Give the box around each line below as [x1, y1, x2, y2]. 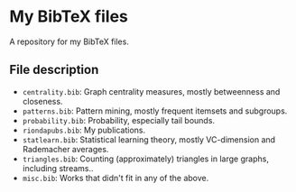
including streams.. [22, 162, 94, 173]
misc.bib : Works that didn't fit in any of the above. [22, 172, 209, 183]
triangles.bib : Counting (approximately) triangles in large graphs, [22, 153, 269, 164]
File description [9, 62, 99, 78]
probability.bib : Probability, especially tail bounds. [22, 114, 215, 125]
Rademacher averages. [22, 143, 109, 154]
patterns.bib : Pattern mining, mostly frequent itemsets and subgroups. [22, 105, 288, 116]
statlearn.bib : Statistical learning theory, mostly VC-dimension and [22, 133, 276, 145]
